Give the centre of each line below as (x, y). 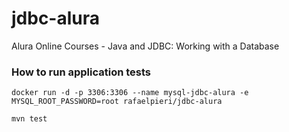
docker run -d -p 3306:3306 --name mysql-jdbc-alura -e (130, 93)
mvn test (29, 119)
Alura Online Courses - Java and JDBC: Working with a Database (145, 46)
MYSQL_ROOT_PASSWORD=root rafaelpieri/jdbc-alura (117, 102)
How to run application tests (81, 72)
